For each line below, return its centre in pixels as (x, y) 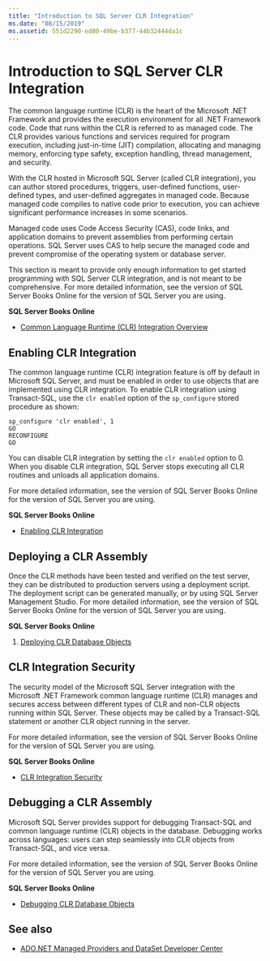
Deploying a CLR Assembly (78, 556)
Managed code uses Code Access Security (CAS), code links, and (119, 229)
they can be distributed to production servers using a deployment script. (129, 584)
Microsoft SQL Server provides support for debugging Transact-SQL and (130, 822)
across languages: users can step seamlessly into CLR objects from (122, 839)
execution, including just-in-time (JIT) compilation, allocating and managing (135, 145)
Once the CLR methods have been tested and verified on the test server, (129, 576)
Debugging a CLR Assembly (80, 802)
